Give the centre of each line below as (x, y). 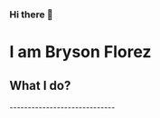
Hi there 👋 (32, 15)
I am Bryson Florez (80, 52)
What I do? (40, 85)
